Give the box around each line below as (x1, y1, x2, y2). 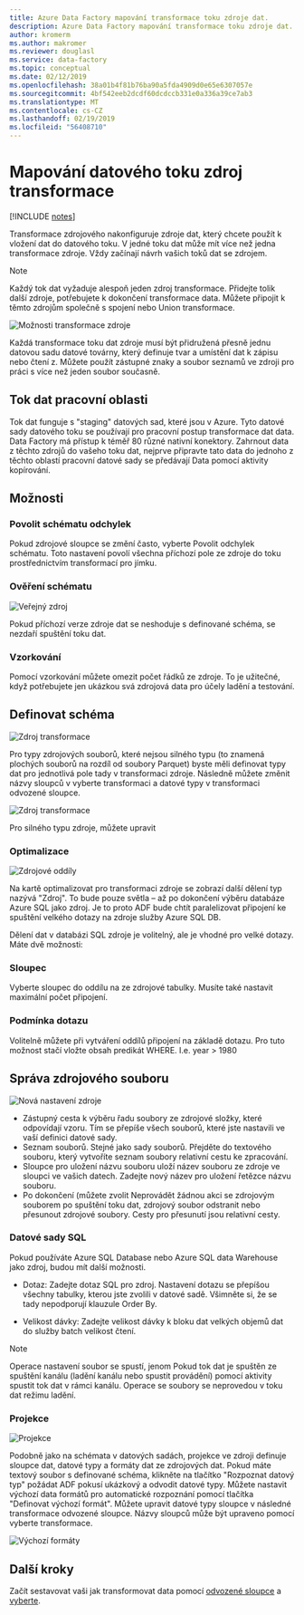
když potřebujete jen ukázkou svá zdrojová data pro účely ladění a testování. (9, 681, 295, 692)
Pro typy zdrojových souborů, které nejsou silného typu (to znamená (9, 748, 265, 759)
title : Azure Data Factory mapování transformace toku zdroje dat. (9, 13, 270, 23)
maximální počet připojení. (9, 992, 109, 1003)
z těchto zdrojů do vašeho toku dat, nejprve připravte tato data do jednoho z (9, 445, 294, 456)
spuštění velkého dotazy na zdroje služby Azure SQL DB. (9, 912, 222, 923)
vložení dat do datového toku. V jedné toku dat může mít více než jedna (9, 237, 276, 249)
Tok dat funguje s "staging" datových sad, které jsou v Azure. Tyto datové (9, 416, 285, 427)
